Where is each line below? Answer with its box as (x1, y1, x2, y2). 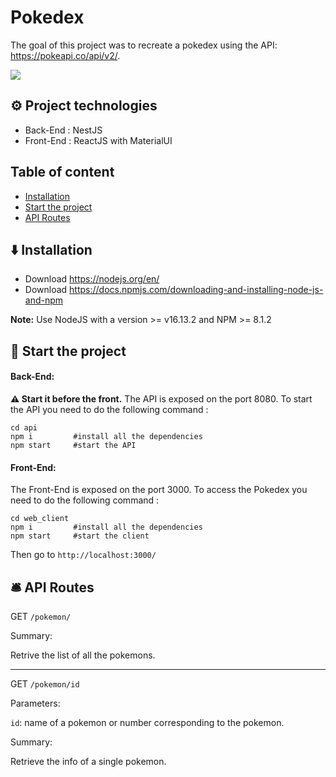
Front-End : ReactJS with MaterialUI (24, 134, 173, 146)
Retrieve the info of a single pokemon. (10, 755, 167, 767)
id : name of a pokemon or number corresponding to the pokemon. (10, 716, 285, 728)
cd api (10, 422, 38, 433)
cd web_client (10, 514, 70, 524)
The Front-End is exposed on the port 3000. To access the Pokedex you (10, 484, 308, 496)
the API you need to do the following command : (10, 403, 209, 415)
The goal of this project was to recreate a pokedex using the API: (10, 39, 278, 51)
